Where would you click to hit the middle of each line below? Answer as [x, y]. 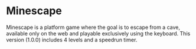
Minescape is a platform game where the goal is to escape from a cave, [93, 27]
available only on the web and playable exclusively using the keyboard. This [98, 33]
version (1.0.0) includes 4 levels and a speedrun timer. [72, 40]
